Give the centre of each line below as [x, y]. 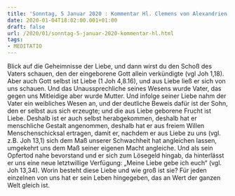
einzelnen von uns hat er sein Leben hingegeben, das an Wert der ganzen [114, 178]
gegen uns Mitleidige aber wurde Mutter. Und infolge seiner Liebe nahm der [117, 96]
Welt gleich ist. [29, 185]
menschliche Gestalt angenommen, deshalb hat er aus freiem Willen [106, 126]
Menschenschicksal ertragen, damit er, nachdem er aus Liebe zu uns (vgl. [114, 133]
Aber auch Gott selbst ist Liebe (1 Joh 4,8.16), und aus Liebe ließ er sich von [116, 81]
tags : [15, 40]
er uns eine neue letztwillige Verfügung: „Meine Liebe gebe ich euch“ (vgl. [115, 163]
